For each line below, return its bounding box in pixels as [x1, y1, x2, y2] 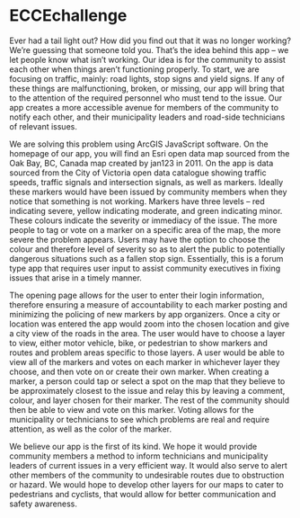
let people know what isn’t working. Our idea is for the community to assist [9, 54, 286, 65]
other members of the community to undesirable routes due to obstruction [9, 469, 285, 480]
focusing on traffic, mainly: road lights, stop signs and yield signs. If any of [9, 73, 285, 84]
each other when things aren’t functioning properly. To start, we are [9, 64, 260, 75]
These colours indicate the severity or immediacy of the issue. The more [9, 215, 278, 226]
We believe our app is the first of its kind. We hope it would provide [9, 441, 258, 451]
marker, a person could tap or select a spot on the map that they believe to [9, 375, 286, 387]
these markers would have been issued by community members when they [9, 186, 287, 197]
